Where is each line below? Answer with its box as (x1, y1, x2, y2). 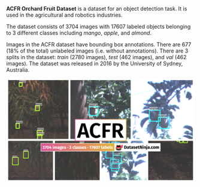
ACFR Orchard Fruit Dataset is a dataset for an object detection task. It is (6, 5, 187, 12)
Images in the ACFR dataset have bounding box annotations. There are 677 (6, 41, 192, 48)
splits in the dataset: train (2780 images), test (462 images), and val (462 (6, 54, 187, 60)
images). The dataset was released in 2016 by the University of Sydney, (6, 60, 183, 67)
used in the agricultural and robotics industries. (6, 11, 123, 19)
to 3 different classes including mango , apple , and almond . (6, 29, 151, 36)
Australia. (6, 66, 30, 73)
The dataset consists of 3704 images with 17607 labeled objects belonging (6, 23, 191, 30)
